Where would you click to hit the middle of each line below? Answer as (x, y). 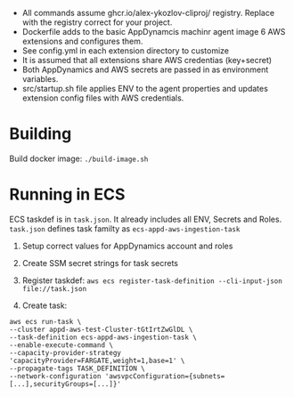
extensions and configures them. (82, 41)
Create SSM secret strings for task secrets (100, 263)
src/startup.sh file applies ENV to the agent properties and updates (145, 89)
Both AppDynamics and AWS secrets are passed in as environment (145, 69)
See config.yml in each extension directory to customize (126, 51)
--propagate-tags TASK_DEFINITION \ (77, 369)
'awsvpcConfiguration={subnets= (165, 376)
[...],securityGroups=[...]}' (65, 384)
